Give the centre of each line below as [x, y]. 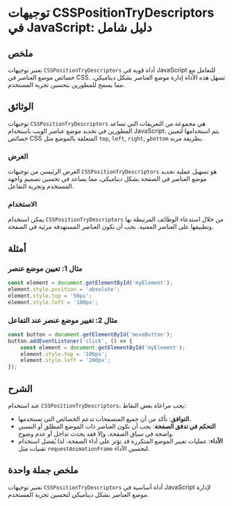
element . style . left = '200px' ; [66, 361]
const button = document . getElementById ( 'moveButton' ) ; [90, 334]
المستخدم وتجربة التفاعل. [41, 187]
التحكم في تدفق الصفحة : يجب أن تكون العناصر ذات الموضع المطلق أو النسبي [117, 426]
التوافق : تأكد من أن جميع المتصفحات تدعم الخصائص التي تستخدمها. [105, 418]
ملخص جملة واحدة [43, 470]
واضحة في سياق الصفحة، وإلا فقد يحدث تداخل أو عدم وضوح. [96, 434]
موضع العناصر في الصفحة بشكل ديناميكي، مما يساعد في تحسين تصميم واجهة [107, 179]
